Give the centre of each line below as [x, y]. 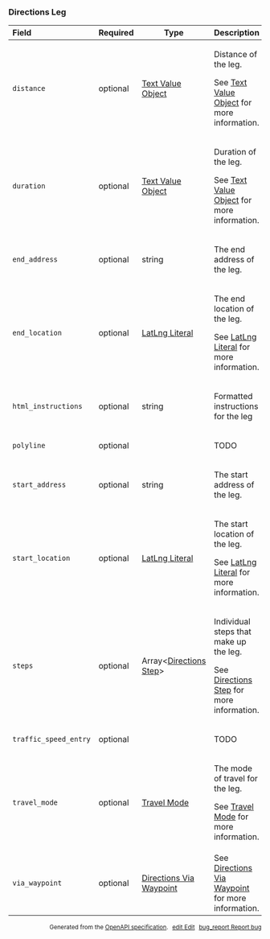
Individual [232, 622]
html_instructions [47, 406]
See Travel [234, 807]
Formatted [233, 397]
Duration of [235, 152]
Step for [229, 690]
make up [230, 642]
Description [237, 33]
